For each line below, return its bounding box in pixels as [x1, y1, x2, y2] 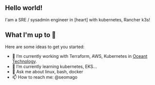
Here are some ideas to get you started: [5, 44, 85, 50]
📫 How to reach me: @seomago [12, 74, 78, 80]
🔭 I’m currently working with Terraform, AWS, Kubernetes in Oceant [12, 53, 148, 59]
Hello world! [5, 4, 43, 12]
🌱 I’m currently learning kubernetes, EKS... [12, 63, 97, 69]
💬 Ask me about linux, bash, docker [12, 68, 84, 74]
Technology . [12, 58, 37, 64]
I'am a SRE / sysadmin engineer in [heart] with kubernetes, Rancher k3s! [5, 17, 151, 22]
